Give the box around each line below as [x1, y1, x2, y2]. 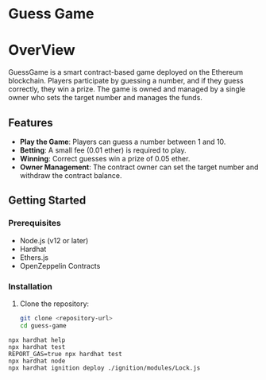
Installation [8, 281, 53, 292]
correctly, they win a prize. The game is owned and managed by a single [8, 84, 246, 94]
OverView [8, 41, 75, 60]
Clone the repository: [19, 299, 90, 308]
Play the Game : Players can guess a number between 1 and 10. [19, 137, 226, 146]
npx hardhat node [8, 357, 66, 365]
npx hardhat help [8, 335, 66, 344]
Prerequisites [8, 218, 61, 229]
